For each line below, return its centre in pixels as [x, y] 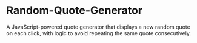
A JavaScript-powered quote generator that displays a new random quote [98, 27]
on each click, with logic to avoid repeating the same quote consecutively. [99, 33]
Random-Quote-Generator [75, 10]
